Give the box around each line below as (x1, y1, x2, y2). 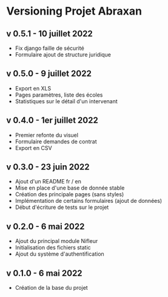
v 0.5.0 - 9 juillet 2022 (6, 69, 92, 79)
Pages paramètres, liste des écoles (15, 91, 103, 98)
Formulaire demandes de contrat (15, 138, 97, 145)
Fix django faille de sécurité (15, 44, 85, 52)
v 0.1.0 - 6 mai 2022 (6, 268, 83, 278)
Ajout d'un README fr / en (15, 178, 82, 185)
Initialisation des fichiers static (15, 244, 91, 251)
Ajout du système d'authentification (15, 250, 104, 258)
